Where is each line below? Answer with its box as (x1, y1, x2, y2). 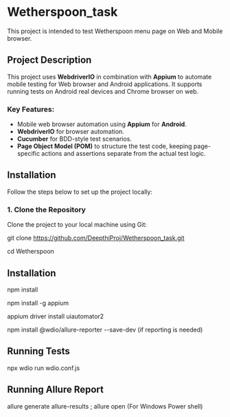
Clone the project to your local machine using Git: (7, 221, 148, 229)
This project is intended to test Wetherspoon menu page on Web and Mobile (7, 27, 223, 35)
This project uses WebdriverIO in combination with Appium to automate (7, 72, 212, 81)
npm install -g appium (7, 298, 69, 307)
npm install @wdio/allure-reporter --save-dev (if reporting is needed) (7, 325, 203, 334)
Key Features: (7, 104, 55, 114)
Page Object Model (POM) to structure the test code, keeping (16, 142, 192, 150)
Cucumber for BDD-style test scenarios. (16, 135, 133, 143)
